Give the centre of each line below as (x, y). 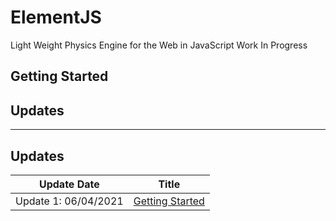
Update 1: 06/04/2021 (69, 201)
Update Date (69, 184)
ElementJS (56, 17)
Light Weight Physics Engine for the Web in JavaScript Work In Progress (159, 45)
